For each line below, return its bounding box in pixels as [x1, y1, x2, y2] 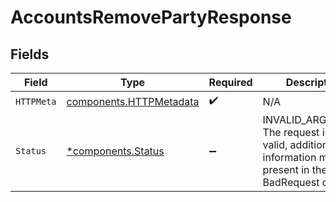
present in [262, 163, 310, 176]
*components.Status [66, 144, 165, 158]
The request [262, 126, 320, 139]
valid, [262, 138, 288, 151]
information [262, 151, 317, 164]
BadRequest [262, 176, 320, 189]
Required [208, 76, 253, 89]
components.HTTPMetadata [66, 94, 200, 108]
